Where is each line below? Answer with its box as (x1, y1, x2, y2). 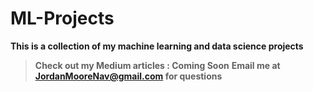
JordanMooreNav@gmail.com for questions (34, 70, 223, 82)
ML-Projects (10, 7, 115, 30)
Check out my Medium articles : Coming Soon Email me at (34, 59, 281, 71)
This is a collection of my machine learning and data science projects (10, 40, 304, 52)
